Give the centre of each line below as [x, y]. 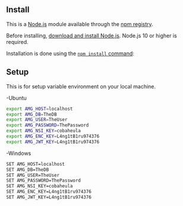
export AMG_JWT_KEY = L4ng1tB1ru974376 [53, 142]
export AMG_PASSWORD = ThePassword [48, 125]
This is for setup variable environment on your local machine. [81, 86]
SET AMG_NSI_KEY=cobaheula [40, 186]
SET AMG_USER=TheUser [33, 175]
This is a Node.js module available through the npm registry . [80, 24]
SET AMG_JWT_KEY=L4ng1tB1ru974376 [49, 197]
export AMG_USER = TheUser [37, 120]
